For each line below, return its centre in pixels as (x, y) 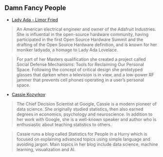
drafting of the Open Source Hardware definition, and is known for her (87, 44)
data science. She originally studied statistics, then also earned (80, 109)
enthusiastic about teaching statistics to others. (64, 124)
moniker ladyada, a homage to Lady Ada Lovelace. (67, 50)
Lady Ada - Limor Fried (35, 19)
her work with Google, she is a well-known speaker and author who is (86, 119)
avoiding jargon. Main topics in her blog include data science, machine (87, 144)
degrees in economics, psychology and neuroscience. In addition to (84, 114)
